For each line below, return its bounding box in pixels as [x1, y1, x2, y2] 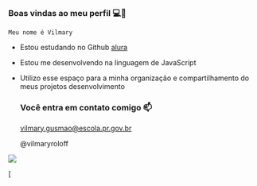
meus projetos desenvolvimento [19, 82, 126, 91]
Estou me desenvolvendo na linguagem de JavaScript [19, 58, 197, 68]
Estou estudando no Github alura [19, 43, 128, 52]
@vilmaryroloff [19, 138, 69, 148]
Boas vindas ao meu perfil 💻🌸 [8, 7, 127, 18]
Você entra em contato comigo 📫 [19, 103, 153, 114]
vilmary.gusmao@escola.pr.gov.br [19, 123, 132, 133]
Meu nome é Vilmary [8, 29, 73, 37]
